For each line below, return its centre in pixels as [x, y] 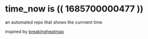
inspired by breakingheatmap [35, 31]
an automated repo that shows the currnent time [54, 22]
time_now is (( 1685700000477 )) [74, 9]
